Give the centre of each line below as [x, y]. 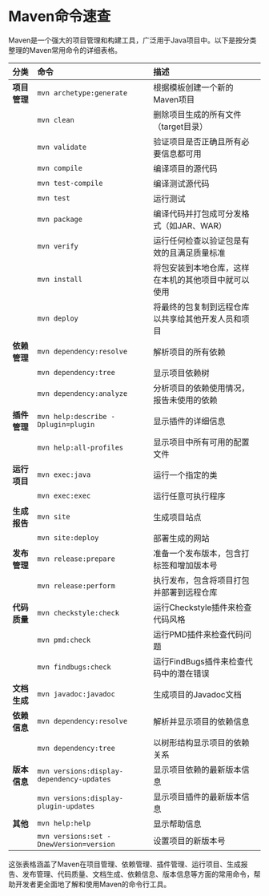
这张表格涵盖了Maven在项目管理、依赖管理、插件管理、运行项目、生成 [125, 864]
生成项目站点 [177, 517]
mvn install [60, 279]
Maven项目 [174, 99]
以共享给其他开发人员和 [197, 319]
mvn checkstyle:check [78, 613]
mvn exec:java [64, 474]
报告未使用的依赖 [185, 400]
